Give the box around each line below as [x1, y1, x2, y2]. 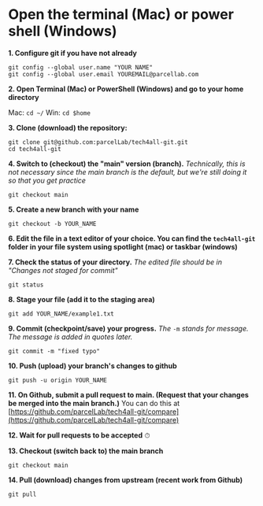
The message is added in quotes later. [8, 332, 133, 342]
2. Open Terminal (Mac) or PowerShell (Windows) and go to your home [8, 84, 244, 94]
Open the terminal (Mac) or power [8, 6, 235, 24]
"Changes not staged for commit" [8, 265, 118, 275]
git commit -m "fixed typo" [8, 347, 101, 355]
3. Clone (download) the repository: [8, 123, 128, 132]
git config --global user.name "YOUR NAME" [8, 63, 154, 72]
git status [8, 281, 44, 289]
